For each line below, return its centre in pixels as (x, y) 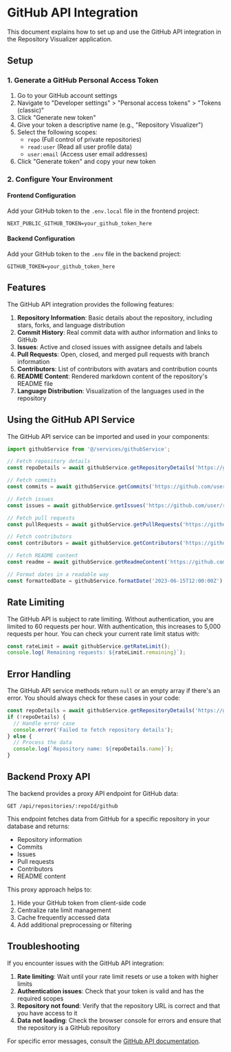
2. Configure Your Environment (60, 179)
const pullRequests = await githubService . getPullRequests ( (95, 524)
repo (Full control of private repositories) (85, 139)
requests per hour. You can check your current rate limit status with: (103, 633)
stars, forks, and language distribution (71, 324)
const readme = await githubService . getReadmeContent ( (87, 562)
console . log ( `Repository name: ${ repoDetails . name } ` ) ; (93, 749)
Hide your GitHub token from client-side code (81, 903)
